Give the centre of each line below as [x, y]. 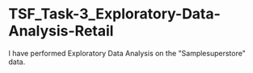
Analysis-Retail [61, 31]
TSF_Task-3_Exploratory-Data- [114, 14]
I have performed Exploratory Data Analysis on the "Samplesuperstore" [127, 53]
